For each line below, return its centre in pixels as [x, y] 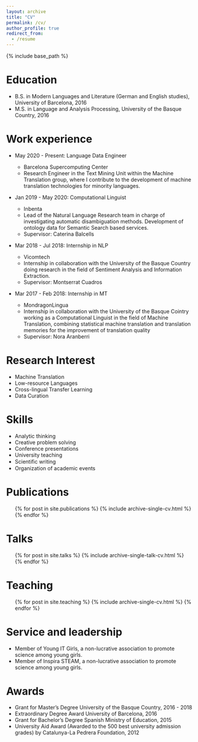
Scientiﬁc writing [35, 461]
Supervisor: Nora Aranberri [56, 336]
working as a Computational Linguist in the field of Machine [96, 317]
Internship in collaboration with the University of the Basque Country [107, 263]
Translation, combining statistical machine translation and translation [107, 324]
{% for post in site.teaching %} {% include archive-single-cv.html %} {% [103, 602]
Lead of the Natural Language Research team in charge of [94, 215]
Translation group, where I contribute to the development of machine [107, 179]
